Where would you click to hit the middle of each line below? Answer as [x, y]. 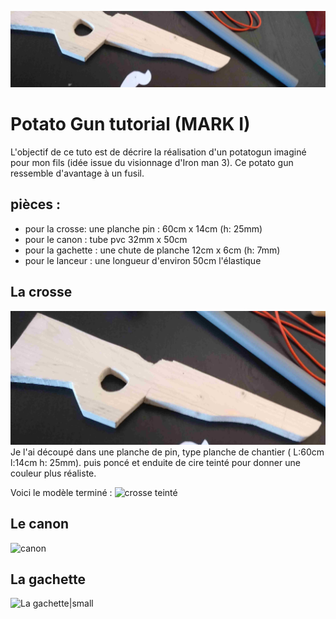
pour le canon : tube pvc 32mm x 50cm [106, 239]
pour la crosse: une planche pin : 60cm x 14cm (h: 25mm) [143, 228]
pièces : [36, 204]
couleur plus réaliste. [53, 473]
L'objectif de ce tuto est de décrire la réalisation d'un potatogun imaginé [158, 152]
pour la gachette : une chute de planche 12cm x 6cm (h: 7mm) [152, 250]
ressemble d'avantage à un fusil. [77, 173]
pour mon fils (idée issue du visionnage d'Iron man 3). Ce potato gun [152, 162]
